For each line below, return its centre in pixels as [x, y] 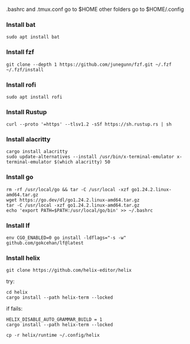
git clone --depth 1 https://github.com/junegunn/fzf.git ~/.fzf [89, 64]
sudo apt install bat [33, 37]
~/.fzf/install [25, 70]
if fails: [14, 309]
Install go [20, 177]
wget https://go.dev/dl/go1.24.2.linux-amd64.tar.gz [73, 200]
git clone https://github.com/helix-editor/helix [69, 271]
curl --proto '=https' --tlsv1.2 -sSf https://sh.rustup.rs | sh [89, 125]
